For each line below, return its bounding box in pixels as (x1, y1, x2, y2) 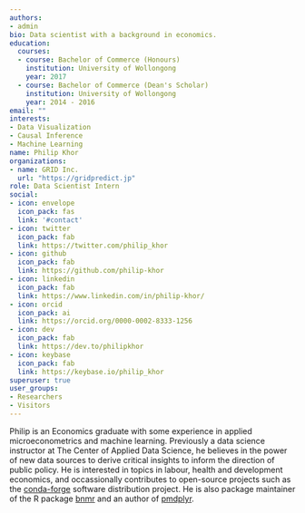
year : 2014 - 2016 (25, 97, 95, 107)
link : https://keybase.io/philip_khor (17, 367, 165, 376)
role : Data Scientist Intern (9, 182, 120, 191)
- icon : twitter (9, 224, 71, 233)
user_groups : (9, 384, 59, 393)
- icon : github (9, 249, 67, 258)
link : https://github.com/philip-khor (17, 266, 165, 276)
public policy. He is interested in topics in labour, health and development (9, 464, 283, 475)
